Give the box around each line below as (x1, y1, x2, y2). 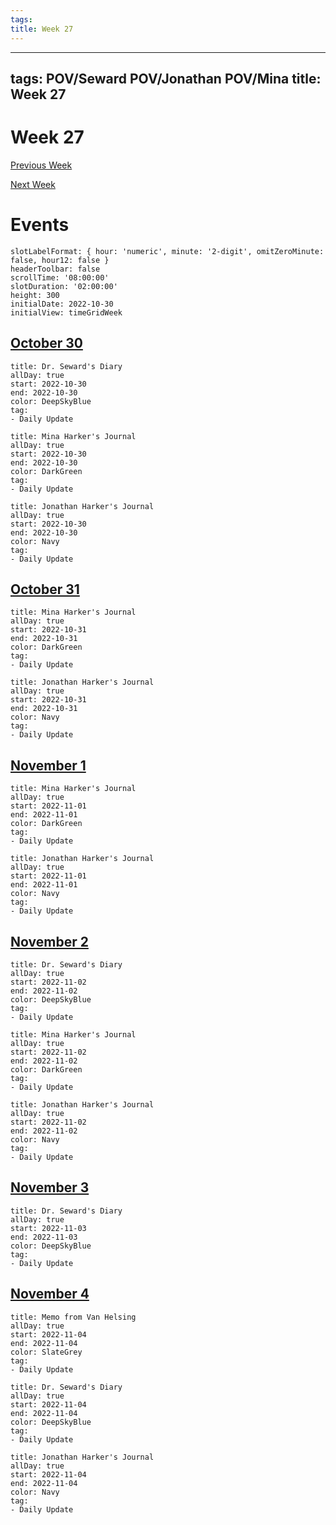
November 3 (10, 1179, 90, 1196)
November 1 (10, 757, 87, 774)
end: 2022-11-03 (10, 1232, 78, 1242)
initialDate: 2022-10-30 (10, 299, 114, 309)
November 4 (10, 1286, 90, 1303)
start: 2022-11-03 (10, 1223, 87, 1233)
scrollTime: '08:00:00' (10, 272, 110, 283)
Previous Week (10, 159, 73, 171)
